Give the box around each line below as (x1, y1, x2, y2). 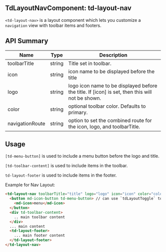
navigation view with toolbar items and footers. (5, 22, 102, 28)
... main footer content (14, 233, 65, 238)
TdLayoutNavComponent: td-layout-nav (5, 4, 132, 12)
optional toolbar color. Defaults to (68, 103, 146, 110)
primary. (68, 109, 88, 116)
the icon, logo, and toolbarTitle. (68, 123, 140, 130)
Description (99, 52, 127, 59)
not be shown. (68, 94, 101, 101)
